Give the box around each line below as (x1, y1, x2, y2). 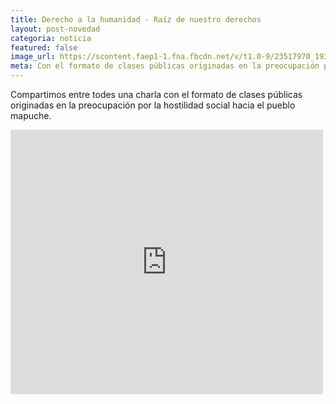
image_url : (10, 52, 56, 62)
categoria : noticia (10, 33, 92, 43)
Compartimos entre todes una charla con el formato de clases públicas (10, 89, 303, 100)
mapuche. (10, 110, 52, 121)
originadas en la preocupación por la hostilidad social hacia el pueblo (10, 99, 296, 111)
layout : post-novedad (10, 24, 101, 34)
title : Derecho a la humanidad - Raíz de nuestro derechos (10, 14, 262, 25)
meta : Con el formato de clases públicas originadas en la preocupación (10, 61, 320, 71)
